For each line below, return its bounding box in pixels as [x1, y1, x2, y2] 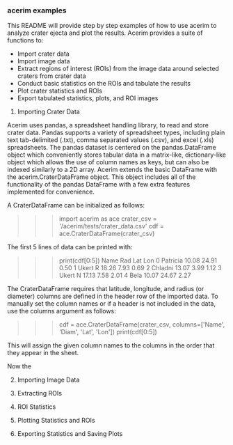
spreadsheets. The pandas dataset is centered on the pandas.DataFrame [7, 143, 217, 152]
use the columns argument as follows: [7, 307, 116, 315]
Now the [7, 362, 32, 370]
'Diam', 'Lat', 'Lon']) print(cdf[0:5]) [58, 328, 158, 336]
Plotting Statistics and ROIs [17, 416, 95, 425]
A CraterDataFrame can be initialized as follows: [7, 201, 145, 210]
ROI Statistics [17, 403, 56, 411]
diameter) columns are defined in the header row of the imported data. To [7, 292, 218, 301]
